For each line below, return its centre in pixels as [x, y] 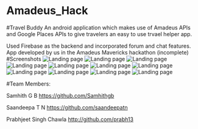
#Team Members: [28, 84]
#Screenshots [24, 59]
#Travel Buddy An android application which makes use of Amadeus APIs [98, 28]
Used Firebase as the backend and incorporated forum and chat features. [99, 46]
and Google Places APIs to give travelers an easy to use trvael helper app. [99, 34]
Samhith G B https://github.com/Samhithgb [60, 95]
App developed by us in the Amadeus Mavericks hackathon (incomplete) [97, 52]
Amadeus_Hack [47, 11]
